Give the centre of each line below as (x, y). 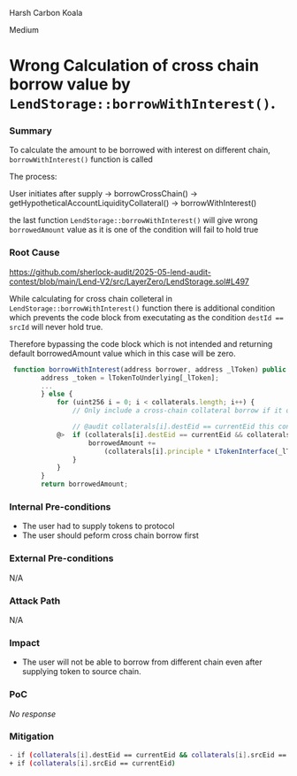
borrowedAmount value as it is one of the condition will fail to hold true (134, 230)
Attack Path (35, 601)
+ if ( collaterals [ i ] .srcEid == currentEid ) (92, 763)
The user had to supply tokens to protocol (98, 526)
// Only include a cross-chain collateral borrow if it (177, 411)
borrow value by (70, 85)
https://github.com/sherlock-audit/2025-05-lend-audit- (110, 272)
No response (33, 714)
